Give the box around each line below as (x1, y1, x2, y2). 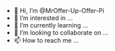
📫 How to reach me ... (13, 37, 79, 44)
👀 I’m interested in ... (13, 14, 73, 22)
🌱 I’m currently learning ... (13, 21, 89, 29)
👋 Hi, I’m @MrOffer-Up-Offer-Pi (13, 7, 105, 14)
